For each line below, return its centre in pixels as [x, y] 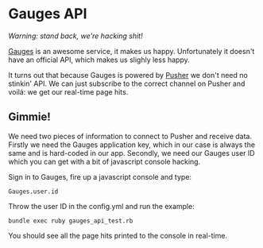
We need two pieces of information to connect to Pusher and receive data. [130, 136]
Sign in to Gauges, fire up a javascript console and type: [100, 176]
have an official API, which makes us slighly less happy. [99, 60]
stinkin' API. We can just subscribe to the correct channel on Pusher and [127, 83]
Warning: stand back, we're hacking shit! [75, 36]
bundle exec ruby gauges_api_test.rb [71, 221]
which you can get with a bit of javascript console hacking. [104, 161]
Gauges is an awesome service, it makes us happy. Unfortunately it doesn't [131, 51]
